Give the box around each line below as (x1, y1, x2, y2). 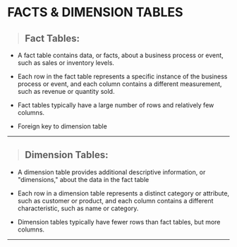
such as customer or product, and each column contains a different (17, 196, 214, 205)
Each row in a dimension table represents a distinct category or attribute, (17, 188, 230, 198)
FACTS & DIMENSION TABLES (7, 4, 183, 20)
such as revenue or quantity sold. (17, 88, 115, 95)
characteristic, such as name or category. (17, 204, 139, 212)
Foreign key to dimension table (17, 122, 107, 131)
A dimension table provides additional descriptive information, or (17, 167, 206, 176)
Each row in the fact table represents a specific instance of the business (17, 72, 228, 80)
